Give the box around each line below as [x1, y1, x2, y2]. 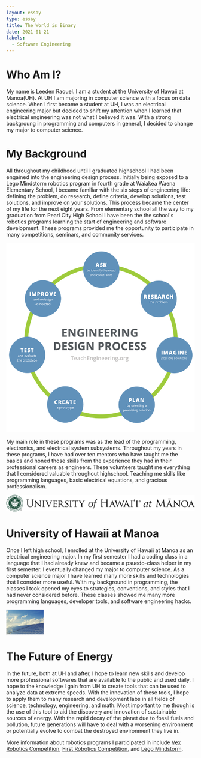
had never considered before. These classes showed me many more [6, 592, 175, 599]
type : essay [6, 16, 36, 22]
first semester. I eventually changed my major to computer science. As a [6, 566, 185, 573]
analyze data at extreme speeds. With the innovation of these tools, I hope [6, 688, 190, 696]
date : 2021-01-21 [6, 29, 50, 35]
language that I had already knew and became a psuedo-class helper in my [6, 559, 192, 567]
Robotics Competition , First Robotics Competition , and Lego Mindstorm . [6, 745, 184, 752]
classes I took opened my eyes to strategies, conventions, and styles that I [6, 585, 190, 592]
